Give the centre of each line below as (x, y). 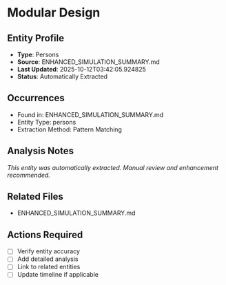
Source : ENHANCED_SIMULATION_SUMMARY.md (88, 62)
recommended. (29, 175)
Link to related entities (49, 267)
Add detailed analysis (48, 259)
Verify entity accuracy (49, 251)
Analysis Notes (41, 151)
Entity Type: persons (47, 122)
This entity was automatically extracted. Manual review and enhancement (113, 167)
